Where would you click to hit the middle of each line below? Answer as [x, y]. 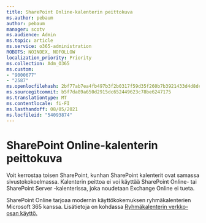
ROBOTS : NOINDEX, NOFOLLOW [41, 52]
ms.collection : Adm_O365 [38, 63]
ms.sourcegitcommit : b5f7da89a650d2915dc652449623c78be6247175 [89, 92]
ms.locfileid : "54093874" [39, 115]
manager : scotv [26, 29]
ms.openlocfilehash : [33, 87]
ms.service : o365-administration [49, 47]
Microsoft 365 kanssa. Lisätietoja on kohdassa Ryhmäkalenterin [87, 207]
